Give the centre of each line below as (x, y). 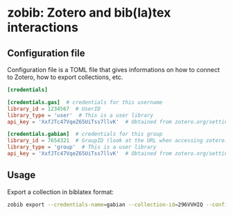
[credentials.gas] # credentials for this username (85, 102)
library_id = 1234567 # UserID (54, 109)
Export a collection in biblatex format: (61, 191)
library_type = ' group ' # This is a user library (82, 147)
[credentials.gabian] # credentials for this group (85, 134)
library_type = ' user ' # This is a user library (80, 115)
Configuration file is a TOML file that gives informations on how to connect (114, 70)
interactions (43, 27)
